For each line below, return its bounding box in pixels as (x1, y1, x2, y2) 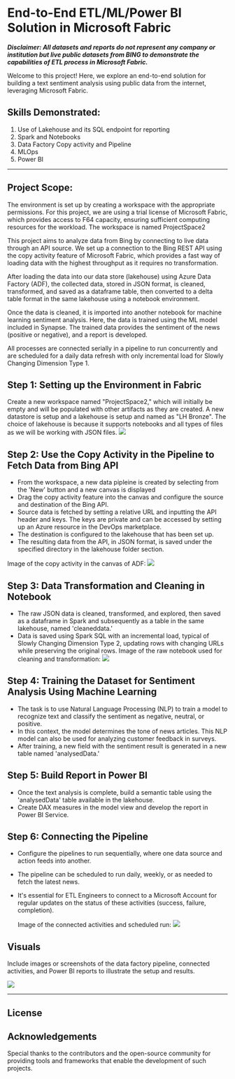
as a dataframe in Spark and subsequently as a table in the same (17, 617, 205, 625)
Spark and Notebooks (17, 132, 81, 141)
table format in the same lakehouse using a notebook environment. (7, 294, 200, 302)
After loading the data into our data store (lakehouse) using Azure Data (7, 272, 211, 281)
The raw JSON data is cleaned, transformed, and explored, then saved (17, 609, 221, 618)
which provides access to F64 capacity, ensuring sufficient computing (7, 215, 211, 223)
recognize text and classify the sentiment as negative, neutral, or (17, 712, 205, 721)
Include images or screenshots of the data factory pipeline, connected (7, 959, 210, 968)
